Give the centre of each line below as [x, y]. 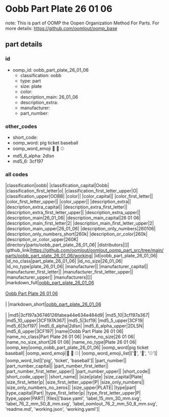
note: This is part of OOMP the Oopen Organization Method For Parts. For [82, 23]
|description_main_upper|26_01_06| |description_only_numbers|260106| [80, 229]
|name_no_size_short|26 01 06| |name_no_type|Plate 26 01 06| [71, 342]
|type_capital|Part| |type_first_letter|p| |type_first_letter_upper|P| [73, 393]
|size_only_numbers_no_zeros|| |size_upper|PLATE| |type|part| [71, 388]
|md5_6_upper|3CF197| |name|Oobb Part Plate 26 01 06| [64, 332]
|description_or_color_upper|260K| [42, 240]
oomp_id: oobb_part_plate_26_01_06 [51, 70]
